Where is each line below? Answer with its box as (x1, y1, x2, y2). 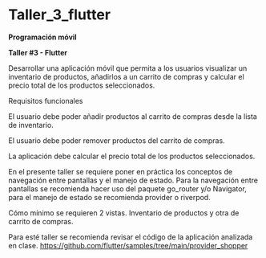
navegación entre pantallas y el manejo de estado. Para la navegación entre (8, 175, 259, 185)
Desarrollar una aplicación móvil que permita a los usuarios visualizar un (8, 63, 248, 73)
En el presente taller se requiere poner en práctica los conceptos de (8, 166, 233, 176)
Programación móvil (8, 32, 78, 42)
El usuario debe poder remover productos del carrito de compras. (8, 135, 226, 145)
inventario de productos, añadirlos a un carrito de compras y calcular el (8, 72, 244, 81)
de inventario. (8, 120, 54, 129)
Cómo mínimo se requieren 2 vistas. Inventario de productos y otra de (8, 207, 240, 218)
